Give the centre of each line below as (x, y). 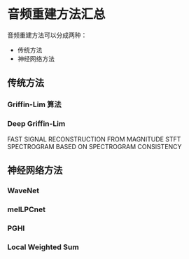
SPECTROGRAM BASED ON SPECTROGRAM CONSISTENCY (94, 146)
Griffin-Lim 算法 (34, 104)
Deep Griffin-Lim (36, 124)
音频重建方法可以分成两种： (47, 35)
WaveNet (23, 190)
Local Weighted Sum (43, 247)
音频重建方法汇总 (57, 14)
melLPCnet (26, 209)
